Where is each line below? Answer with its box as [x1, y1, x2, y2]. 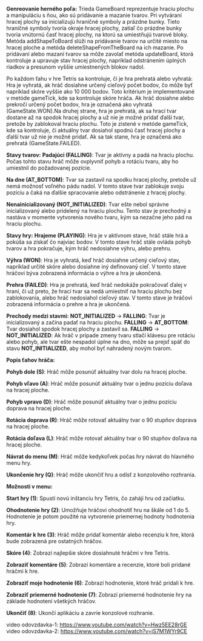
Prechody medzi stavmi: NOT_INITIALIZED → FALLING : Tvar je [6, 312, 165, 320]
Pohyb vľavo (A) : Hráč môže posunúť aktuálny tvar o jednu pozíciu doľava [6, 380, 193, 387]
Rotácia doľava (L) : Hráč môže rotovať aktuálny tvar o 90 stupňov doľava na [6, 434, 197, 442]
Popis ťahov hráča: [6, 357, 55, 363]
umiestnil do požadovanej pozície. [6, 164, 92, 171]
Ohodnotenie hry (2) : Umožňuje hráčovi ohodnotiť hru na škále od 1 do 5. [6, 507, 190, 513]
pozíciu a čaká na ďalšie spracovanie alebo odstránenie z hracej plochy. [6, 189, 187, 196]
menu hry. [6, 459, 32, 467]
